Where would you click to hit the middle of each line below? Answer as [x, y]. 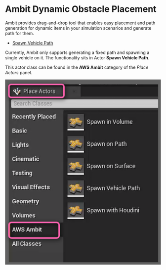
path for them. [20, 33]
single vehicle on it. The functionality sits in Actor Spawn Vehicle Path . [77, 57]
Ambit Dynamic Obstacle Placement [81, 9]
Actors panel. [19, 72]
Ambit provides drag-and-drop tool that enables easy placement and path [80, 23]
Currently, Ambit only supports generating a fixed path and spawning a [77, 52]
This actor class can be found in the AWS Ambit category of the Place [77, 67]
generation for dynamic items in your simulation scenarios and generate [78, 28]
